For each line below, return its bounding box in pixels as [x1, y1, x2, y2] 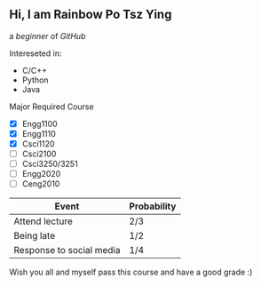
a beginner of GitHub [9, 30, 86, 41]
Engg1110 [21, 128, 56, 139]
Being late [13, 230, 56, 242]
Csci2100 [21, 148, 57, 159]
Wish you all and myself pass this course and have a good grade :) [9, 266, 253, 278]
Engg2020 [21, 169, 61, 179]
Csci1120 [21, 138, 55, 149]
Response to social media [13, 244, 121, 257]
